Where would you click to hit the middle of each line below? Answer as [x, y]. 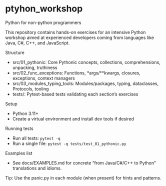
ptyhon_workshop [44, 9]
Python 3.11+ [25, 113]
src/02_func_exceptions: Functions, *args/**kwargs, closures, [76, 72]
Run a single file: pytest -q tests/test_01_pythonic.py [69, 143]
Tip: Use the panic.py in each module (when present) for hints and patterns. [83, 177]
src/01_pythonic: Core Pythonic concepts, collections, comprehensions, [86, 62]
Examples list [19, 153]
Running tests [19, 128]
